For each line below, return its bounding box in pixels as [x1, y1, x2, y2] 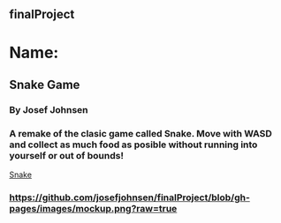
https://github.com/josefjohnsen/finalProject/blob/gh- [9, 191, 250, 204]
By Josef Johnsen [9, 103, 88, 115]
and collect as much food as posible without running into [9, 138, 258, 151]
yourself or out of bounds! [9, 149, 124, 161]
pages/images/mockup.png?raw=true [9, 203, 178, 215]
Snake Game [9, 77, 80, 92]
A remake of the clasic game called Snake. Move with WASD [9, 127, 272, 139]
